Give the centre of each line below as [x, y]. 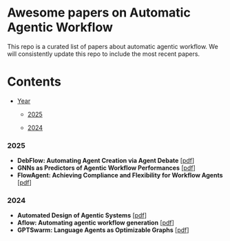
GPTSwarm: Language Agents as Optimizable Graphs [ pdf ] [103, 230]
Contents [34, 82]
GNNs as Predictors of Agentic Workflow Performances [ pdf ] [106, 168]
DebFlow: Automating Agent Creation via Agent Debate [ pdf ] [106, 161]
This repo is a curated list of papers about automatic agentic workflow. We [113, 46]
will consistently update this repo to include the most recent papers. [104, 54]
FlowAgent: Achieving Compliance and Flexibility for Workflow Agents [120, 175]
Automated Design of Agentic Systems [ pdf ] [82, 215]
